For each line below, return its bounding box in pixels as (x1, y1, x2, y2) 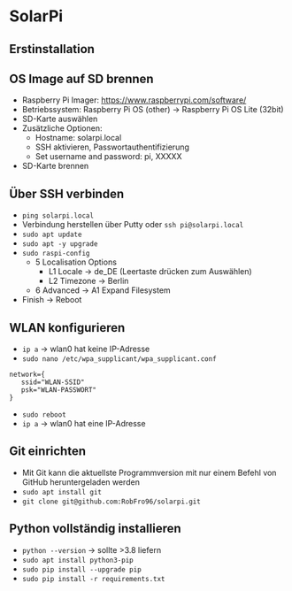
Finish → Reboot (21, 295, 82, 305)
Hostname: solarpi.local (35, 133, 122, 143)
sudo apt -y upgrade (21, 240, 98, 249)
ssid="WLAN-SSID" (20, 378, 86, 387)
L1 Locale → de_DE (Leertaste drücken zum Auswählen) (48, 266, 252, 277)
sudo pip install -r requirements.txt (21, 574, 165, 583)
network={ (9, 370, 46, 380)
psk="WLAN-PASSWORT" (20, 386, 97, 395)
